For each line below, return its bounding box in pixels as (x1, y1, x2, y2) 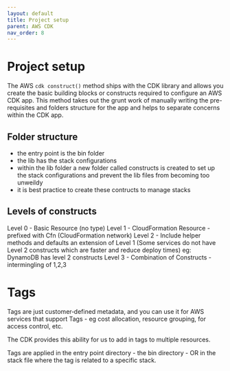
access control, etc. (7, 321, 63, 330)
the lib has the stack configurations (16, 156, 117, 165)
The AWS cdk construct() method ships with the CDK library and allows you (7, 82, 225, 90)
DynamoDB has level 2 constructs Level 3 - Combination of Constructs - (7, 253, 211, 262)
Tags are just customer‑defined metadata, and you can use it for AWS (7, 307, 205, 315)
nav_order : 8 (7, 29, 45, 36)
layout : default (7, 10, 54, 17)
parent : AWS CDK (7, 23, 54, 30)
